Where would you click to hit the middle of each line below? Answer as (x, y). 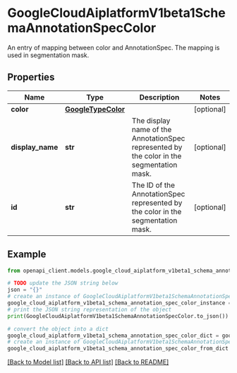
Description (159, 97)
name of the (152, 129)
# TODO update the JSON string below (63, 283)
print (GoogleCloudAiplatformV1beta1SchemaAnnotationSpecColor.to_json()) (118, 316)
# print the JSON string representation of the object (90, 309)
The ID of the (153, 185)
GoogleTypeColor (95, 109)
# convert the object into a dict (58, 329)
